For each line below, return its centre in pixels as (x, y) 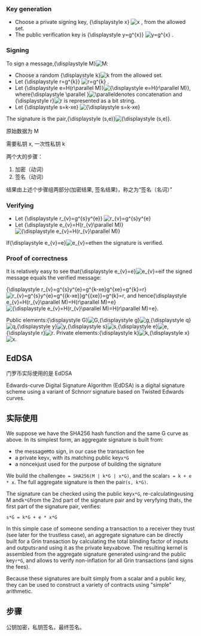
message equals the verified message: (54, 278)
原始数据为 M (22, 131)
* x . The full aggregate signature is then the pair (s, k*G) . (77, 482)
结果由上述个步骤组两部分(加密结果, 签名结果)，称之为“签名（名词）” (89, 189)
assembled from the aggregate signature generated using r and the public (96, 554)
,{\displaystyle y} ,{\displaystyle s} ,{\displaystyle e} (87, 326)
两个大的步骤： (25, 156)
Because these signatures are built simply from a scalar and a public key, (96, 578)
